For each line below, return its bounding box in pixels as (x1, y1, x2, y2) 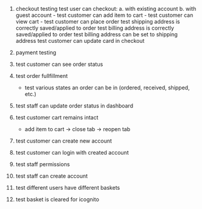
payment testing (15, 49, 57, 56)
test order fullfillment (15, 72, 68, 79)
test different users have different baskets (15, 184, 120, 191)
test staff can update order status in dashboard (15, 102, 134, 109)
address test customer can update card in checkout (15, 37, 145, 44)
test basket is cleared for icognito (15, 196, 99, 203)
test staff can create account (15, 172, 88, 179)
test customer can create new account (15, 137, 112, 144)
